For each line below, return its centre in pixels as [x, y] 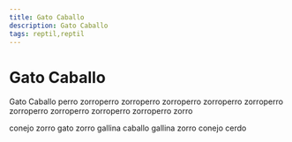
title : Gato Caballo [47, 17]
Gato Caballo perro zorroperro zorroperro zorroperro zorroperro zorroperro [146, 101]
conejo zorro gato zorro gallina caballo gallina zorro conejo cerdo [128, 128]
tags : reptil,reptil [47, 34]
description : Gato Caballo [59, 26]
